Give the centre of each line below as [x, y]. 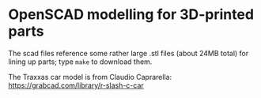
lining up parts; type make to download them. [80, 62]
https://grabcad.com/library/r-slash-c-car [76, 85]
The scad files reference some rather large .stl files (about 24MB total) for [129, 53]
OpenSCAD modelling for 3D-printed [131, 15]
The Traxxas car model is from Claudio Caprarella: [90, 77]
